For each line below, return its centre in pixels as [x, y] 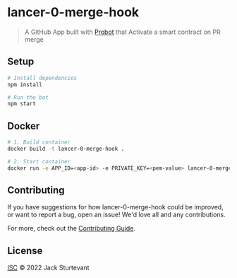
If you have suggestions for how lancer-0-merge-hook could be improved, [115, 207]
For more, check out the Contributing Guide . [72, 228]
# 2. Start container [39, 161]
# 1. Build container [39, 142]
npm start [22, 104]
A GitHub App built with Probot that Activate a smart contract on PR [122, 32]
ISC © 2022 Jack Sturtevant [48, 268]
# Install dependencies [42, 78]
